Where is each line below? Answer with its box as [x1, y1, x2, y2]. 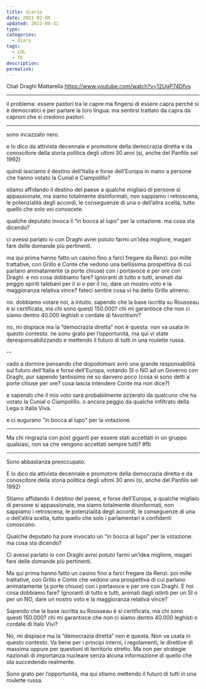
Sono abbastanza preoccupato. [6, 458, 86, 465]
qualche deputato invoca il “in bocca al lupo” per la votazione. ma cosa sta [6, 217, 195, 225]
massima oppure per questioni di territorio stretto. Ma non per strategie [6, 646, 186, 653]
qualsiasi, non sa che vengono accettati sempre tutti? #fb [6, 440, 151, 448]
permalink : [6, 66, 34, 72]
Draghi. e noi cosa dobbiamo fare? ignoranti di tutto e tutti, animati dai [6, 274, 183, 281]
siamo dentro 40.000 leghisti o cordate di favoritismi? [6, 312, 142, 319]
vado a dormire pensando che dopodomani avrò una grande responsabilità [6, 360, 196, 367]
